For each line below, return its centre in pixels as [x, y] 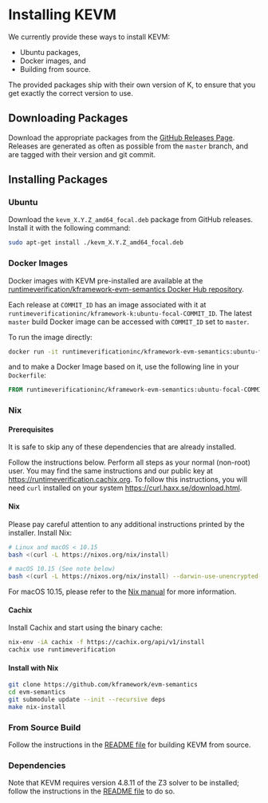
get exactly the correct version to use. [71, 93]
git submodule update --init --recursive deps [87, 700]
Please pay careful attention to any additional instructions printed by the [126, 524]
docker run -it [33, 352]
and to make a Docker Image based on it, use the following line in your [124, 367]
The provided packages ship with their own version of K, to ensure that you [132, 85]
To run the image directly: [51, 337]
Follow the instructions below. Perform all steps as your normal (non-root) [130, 463]
